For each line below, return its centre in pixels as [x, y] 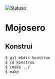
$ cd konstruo [20, 62]
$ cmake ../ [17, 67]
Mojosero [25, 28]
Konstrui [19, 46]
